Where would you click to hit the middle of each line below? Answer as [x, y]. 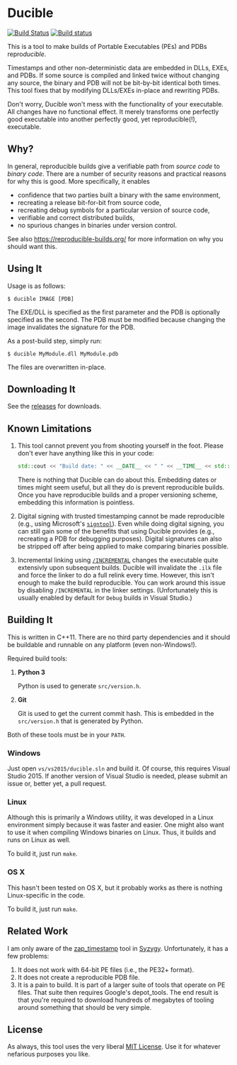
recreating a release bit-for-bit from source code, [89, 202]
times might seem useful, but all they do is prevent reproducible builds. [121, 487]
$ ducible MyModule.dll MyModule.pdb [63, 354]
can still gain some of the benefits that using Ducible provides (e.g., [116, 531]
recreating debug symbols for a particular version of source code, [114, 210]
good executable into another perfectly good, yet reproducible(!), [102, 119]
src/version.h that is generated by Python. [80, 721]
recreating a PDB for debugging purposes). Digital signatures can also [120, 539]
